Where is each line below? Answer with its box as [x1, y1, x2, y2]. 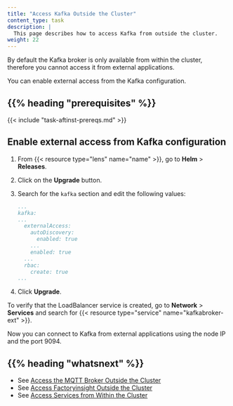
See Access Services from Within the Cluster [17, 391, 148, 400]
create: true [30, 268, 69, 275]
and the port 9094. [7, 337, 62, 346]
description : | [7, 23, 52, 30]
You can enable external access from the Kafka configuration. [7, 77, 187, 85]
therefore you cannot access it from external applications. [7, 63, 175, 72]
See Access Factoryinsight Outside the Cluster [17, 384, 153, 392]
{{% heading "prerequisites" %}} [7, 97, 157, 109]
